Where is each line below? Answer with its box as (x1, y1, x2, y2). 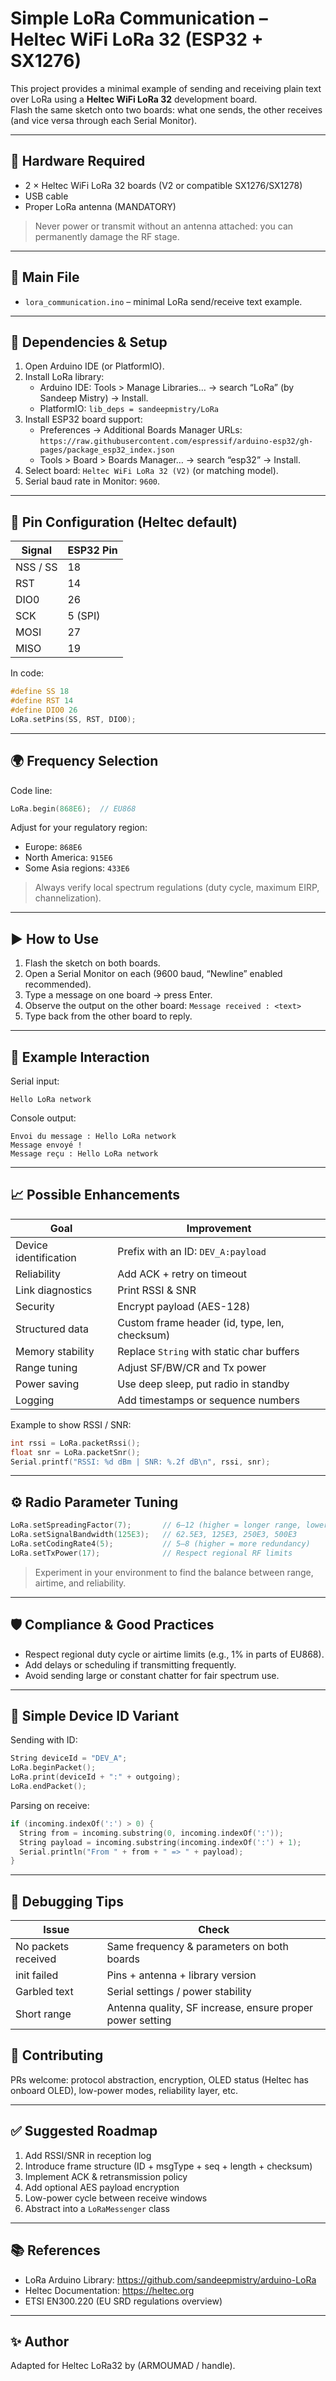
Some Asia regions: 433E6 (24, 862, 130, 874)
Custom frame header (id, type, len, (117, 1315, 285, 1329)
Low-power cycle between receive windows (24, 2192, 208, 2204)
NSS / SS (15, 560, 58, 574)
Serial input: (10, 1075, 60, 1087)
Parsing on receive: (10, 1799, 90, 1811)
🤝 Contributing (10, 2047, 104, 2064)
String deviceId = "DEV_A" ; (10, 1753, 128, 1764)
